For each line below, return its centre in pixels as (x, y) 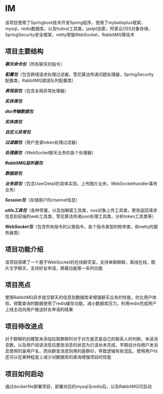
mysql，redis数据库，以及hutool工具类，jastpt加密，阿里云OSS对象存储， (79, 28)
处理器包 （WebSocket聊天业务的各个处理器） (50, 152)
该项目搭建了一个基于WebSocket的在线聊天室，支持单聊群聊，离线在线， (78, 262)
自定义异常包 (18, 132)
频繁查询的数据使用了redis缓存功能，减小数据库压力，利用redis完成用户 (85, 303)
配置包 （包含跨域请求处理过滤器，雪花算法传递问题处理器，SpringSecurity (80, 74)
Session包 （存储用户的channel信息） (42, 200)
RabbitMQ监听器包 (24, 163)
